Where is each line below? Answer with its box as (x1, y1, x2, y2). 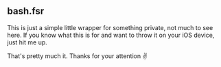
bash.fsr (7, 5, 45, 17)
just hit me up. (7, 38, 48, 46)
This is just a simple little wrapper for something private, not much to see (7, 23, 213, 31)
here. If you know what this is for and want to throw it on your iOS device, (7, 31, 215, 39)
